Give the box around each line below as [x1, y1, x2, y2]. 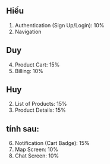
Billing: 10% [14, 67, 43, 74]
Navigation [14, 28, 42, 35]
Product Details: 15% [14, 106, 67, 113]
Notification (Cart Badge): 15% [14, 140, 90, 147]
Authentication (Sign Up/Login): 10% [14, 21, 105, 29]
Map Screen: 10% [14, 146, 58, 153]
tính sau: [6, 124, 40, 134]
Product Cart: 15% [14, 61, 60, 68]
